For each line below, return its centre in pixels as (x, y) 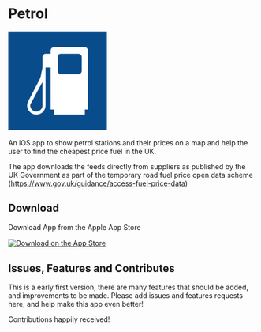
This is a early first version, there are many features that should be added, (129, 287)
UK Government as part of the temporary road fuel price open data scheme (131, 175)
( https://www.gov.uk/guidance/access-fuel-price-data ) (98, 183)
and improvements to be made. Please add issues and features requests (125, 296)
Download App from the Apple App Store (75, 227)
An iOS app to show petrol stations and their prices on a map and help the (128, 142)
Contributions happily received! (59, 319)
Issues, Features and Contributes (91, 268)
